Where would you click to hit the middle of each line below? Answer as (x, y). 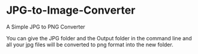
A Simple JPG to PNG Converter (46, 27)
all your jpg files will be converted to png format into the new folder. (90, 45)
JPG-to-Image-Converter (71, 10)
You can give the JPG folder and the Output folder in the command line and (99, 38)
